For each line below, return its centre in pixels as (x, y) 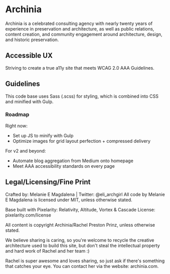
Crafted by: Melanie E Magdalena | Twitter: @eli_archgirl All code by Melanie (85, 194)
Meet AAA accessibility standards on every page (64, 166)
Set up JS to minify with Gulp (43, 135)
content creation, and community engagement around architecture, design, (84, 34)
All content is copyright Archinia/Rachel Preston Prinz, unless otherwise (80, 225)
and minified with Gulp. (29, 101)
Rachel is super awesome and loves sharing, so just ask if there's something (85, 261)
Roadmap (17, 114)
